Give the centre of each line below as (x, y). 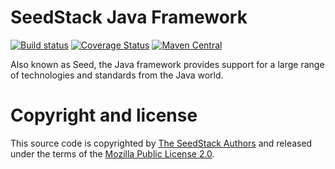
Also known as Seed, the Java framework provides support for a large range (167, 64)
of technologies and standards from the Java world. (117, 75)
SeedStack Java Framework (129, 17)
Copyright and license (104, 115)
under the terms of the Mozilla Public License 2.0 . (112, 153)
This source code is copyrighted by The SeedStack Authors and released (161, 143)
